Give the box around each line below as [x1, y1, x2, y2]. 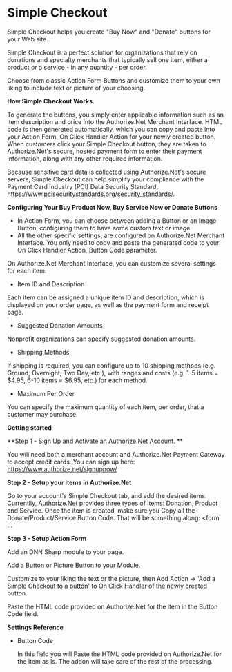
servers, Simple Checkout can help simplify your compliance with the [7, 175, 204, 184]
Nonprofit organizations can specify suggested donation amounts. [7, 335, 196, 343]
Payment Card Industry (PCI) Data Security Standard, [7, 182, 159, 190]
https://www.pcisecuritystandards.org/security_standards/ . [7, 190, 175, 198]
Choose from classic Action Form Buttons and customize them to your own [7, 76, 221, 84]
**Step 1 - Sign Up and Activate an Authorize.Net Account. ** [7, 437, 183, 445]
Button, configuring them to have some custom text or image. [17, 224, 192, 232]
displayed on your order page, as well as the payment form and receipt [7, 300, 209, 308]
